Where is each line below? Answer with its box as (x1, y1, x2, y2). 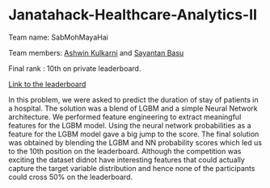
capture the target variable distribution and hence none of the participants (8, 163, 255, 173)
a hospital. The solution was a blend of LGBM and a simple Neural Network (8, 103, 258, 113)
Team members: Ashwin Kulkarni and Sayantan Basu (8, 48, 184, 57)
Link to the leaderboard (8, 79, 86, 89)
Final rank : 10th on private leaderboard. (8, 63, 141, 73)
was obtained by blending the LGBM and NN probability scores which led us (8, 137, 263, 147)
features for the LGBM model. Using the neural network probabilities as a (8, 120, 251, 130)
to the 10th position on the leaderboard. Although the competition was (8, 146, 242, 156)
